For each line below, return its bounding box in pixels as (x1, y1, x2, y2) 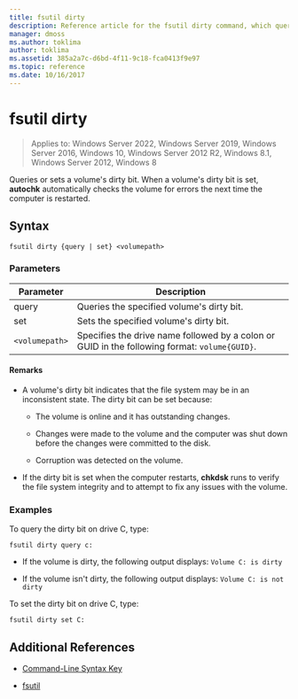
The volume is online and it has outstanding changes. (35, 411, 231, 422)
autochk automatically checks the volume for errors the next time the (9, 183, 263, 194)
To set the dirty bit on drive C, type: (9, 599, 139, 610)
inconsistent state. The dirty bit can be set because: (21, 394, 213, 404)
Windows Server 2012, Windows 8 (30, 157, 157, 167)
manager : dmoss (9, 29, 66, 38)
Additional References (9, 640, 136, 655)
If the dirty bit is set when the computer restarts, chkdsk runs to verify (21, 472, 279, 483)
